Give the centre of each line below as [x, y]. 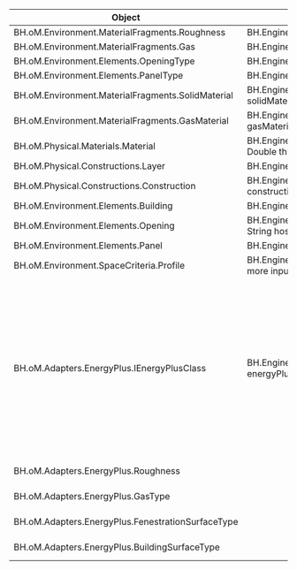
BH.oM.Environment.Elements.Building [93, 205]
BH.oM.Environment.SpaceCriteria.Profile [99, 266]
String [259, 231]
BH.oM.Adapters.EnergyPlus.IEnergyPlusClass [110, 368]
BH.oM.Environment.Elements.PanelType [99, 76]
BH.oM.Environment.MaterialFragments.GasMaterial [122, 121]
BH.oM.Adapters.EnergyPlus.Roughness [97, 471]
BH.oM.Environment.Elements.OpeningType [104, 61]
